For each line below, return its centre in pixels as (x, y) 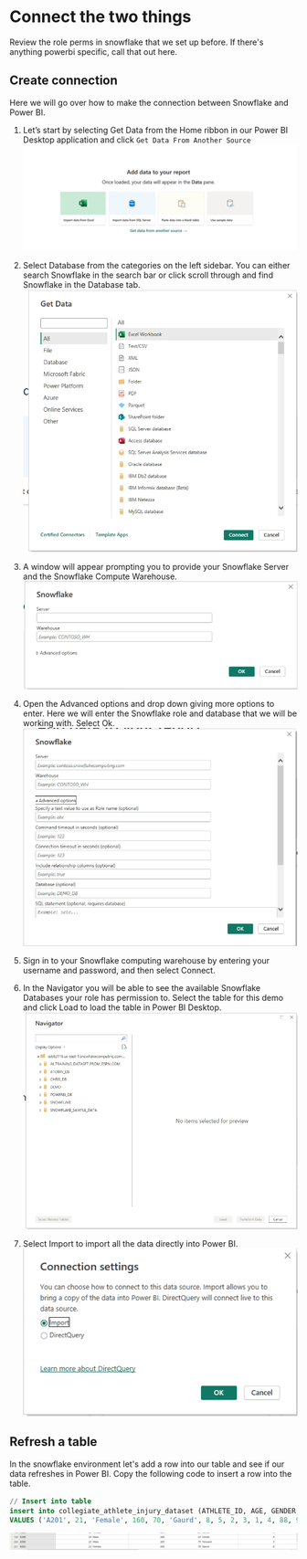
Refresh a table (53, 1442)
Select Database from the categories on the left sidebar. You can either (156, 266)
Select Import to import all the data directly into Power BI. (130, 1243)
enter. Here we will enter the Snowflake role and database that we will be (160, 713)
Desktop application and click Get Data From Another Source (137, 140)
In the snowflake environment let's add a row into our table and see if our (147, 1464)
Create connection (64, 81)
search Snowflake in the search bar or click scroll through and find (148, 275)
